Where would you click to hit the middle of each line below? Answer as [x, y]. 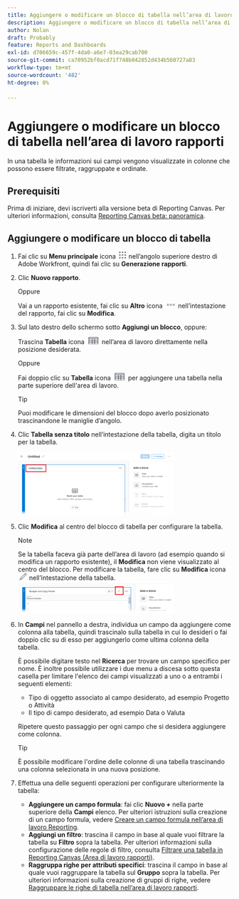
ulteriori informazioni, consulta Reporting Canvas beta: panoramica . [106, 216]
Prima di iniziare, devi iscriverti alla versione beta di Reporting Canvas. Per [116, 208]
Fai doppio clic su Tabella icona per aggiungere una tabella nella [120, 378]
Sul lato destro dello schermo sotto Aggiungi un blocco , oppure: [112, 327]
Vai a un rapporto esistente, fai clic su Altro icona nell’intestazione [122, 306]
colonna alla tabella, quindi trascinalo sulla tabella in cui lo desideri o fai [122, 632]
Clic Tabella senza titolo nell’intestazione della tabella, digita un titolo [119, 434]
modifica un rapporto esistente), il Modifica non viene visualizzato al [118, 561]
